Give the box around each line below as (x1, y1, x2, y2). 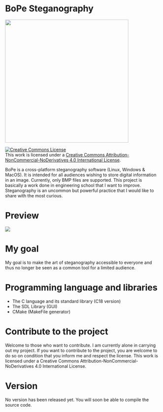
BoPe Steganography (5, 3, 94, 14)
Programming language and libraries (5, 282, 158, 293)
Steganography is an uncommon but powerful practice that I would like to (5, 188, 154, 193)
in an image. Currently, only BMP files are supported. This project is (5, 177, 142, 183)
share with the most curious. (5, 192, 63, 198)
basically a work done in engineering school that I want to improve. (5, 182, 141, 188)
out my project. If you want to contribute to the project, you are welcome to (5, 348, 158, 353)
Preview (5, 210, 39, 222)
